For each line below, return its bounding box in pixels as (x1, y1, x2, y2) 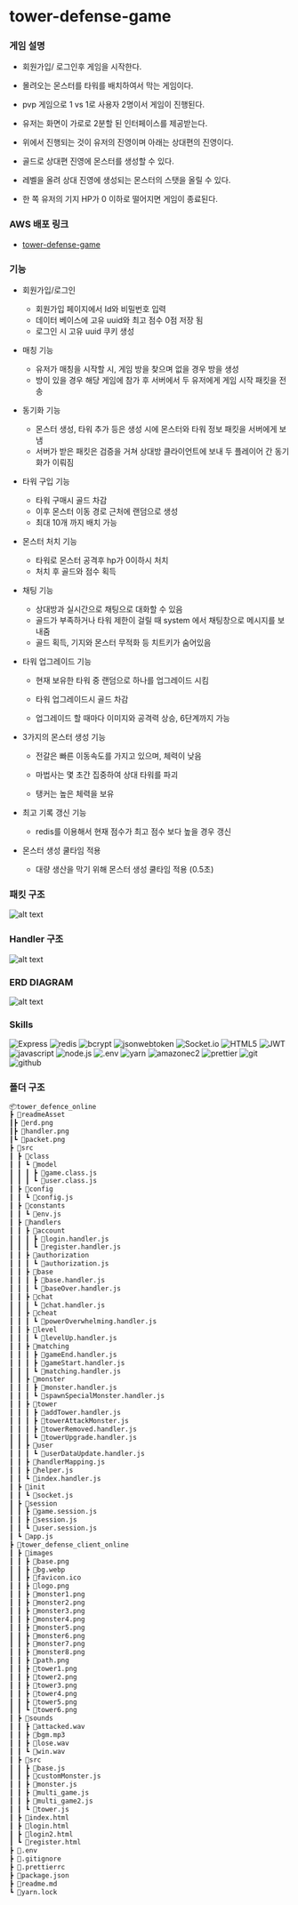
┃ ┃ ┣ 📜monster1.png (9, 1590, 86, 1599)
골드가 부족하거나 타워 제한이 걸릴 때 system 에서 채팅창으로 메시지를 (35, 615, 276, 626)
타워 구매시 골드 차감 (35, 495, 108, 506)
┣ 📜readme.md (9, 1879, 58, 1888)
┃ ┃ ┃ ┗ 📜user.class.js (9, 1177, 98, 1186)
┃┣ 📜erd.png (9, 1119, 53, 1128)
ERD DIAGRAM (9, 976, 74, 988)
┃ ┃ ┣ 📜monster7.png (9, 1639, 86, 1649)
